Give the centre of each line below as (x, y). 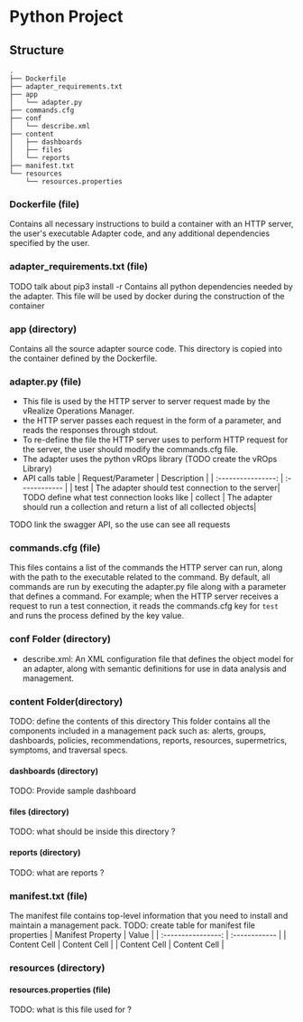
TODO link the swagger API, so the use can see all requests (120, 525)
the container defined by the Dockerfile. (83, 358)
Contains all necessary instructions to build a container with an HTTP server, (151, 224)
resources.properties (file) (60, 989)
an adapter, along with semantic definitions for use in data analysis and (154, 668)
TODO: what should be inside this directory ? (92, 832)
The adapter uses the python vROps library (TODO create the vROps (150, 459)
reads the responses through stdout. (90, 431)
